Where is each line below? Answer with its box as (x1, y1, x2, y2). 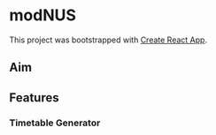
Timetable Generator (9, 116, 101, 129)
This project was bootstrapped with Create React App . (9, 34, 208, 45)
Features (9, 90, 59, 105)
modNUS (9, 5, 77, 26)
